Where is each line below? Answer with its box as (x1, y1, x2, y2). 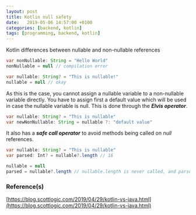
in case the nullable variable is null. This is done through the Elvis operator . (6, 102, 188, 109)
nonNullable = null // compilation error (6, 63, 108, 69)
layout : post (6, 8, 38, 15)
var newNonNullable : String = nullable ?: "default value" (6, 119, 153, 125)
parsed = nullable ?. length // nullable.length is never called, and (6, 169, 176, 175)
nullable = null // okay (6, 79, 66, 85)
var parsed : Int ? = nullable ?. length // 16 (6, 153, 114, 159)
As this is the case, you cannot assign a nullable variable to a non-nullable (6, 90, 184, 97)
